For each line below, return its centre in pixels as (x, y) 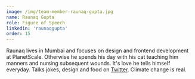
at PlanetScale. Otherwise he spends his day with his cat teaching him (92, 57)
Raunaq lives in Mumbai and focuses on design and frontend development (97, 50)
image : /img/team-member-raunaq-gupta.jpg (60, 12)
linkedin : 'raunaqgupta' (37, 28)
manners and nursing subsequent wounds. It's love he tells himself (88, 64)
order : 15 (18, 34)
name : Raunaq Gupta (30, 17)
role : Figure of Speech (36, 23)
